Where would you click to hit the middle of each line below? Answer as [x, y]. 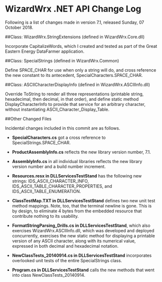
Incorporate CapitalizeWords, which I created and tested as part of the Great [81, 46]
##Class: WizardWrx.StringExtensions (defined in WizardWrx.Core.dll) [75, 37]
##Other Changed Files [28, 119]
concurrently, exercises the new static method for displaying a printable [83, 236]
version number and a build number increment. [59, 166]
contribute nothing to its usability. [45, 216]
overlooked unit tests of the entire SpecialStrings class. [67, 260]
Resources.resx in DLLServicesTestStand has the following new [77, 176]
